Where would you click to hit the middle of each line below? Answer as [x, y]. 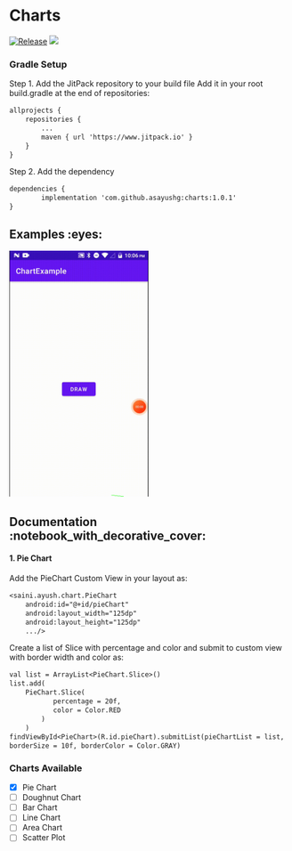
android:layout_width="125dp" [81, 613]
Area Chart [42, 828]
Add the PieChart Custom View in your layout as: [99, 578]
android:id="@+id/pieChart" [77, 604]
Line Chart [41, 818]
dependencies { [37, 189]
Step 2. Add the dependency [62, 172]
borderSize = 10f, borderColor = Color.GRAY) [95, 746]
